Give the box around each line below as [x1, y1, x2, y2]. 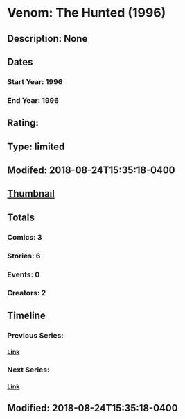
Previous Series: [7, 330, 64, 340]
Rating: [7, 117, 39, 129]
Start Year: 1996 [7, 76, 63, 86]
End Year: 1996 [7, 95, 59, 105]
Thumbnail [7, 188, 55, 199]
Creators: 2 [7, 288, 46, 298]
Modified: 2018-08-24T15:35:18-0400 [7, 402, 178, 414]
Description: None [7, 33, 88, 44]
